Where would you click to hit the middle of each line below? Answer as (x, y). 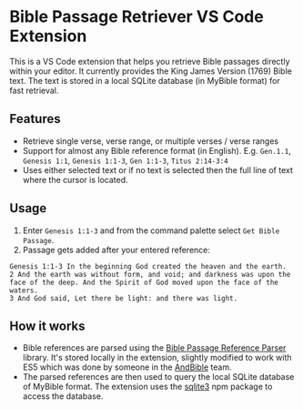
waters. (24, 290)
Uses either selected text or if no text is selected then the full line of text (158, 169)
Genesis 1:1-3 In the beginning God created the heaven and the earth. (148, 266)
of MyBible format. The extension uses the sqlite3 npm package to (147, 387)
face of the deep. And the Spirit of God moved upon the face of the (144, 282)
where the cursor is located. (76, 179)
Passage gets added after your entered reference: (116, 250)
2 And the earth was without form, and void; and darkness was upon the (150, 274)
